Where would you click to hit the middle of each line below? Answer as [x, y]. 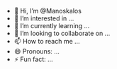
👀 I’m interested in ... [44, 18]
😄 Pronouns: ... [37, 51]
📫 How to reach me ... [47, 41]
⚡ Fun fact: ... [33, 59]
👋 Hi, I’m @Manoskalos [48, 11]
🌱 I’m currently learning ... [52, 26]
